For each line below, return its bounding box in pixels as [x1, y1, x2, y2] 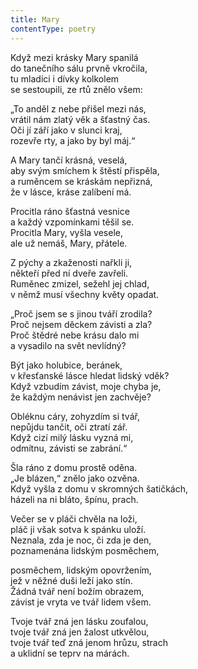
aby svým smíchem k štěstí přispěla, [10, 164, 160, 176]
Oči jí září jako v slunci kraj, [10, 124, 123, 136]
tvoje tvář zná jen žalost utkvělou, [10, 626, 150, 638]
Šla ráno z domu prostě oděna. [10, 461, 138, 473]
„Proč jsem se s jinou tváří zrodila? [10, 307, 153, 320]
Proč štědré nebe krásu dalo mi [10, 329, 140, 341]
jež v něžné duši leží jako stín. [10, 574, 133, 586]
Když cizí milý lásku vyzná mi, [10, 431, 134, 443]
